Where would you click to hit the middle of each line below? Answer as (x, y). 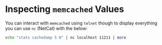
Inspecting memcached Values (64, 9)
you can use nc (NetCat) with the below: (46, 28)
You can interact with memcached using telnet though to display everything (81, 23)
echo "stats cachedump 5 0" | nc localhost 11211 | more (66, 37)
